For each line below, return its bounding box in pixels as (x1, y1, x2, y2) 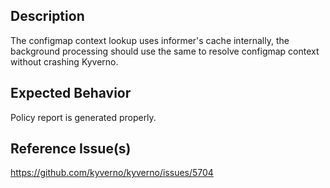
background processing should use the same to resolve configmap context (10, 45, 320, 57)
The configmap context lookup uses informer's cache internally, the (10, 34, 290, 46)
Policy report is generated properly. (10, 111, 157, 123)
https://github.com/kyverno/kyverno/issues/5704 (10, 167, 214, 179)
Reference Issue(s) (10, 140, 132, 158)
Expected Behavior (10, 85, 132, 102)
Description (10, 8, 85, 25)
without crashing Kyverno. (10, 55, 119, 68)
